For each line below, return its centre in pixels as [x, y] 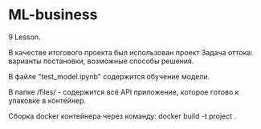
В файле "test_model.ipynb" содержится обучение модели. [109, 76]
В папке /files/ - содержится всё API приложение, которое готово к [124, 92]
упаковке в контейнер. [47, 100]
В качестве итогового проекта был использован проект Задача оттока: [130, 52]
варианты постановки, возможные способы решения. [101, 61]
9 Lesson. [25, 37]
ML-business [53, 15]
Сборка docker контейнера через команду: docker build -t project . [122, 116]
